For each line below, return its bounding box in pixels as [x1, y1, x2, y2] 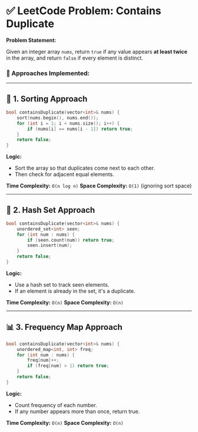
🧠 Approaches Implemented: [6, 69, 90, 77]
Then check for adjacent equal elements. [14, 171, 115, 178]
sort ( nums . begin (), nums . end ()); [16, 115, 99, 121]
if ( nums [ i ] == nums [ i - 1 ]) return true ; [27, 126, 133, 132]
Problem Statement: [6, 37, 57, 44]
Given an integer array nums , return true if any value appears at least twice [6, 48, 187, 55]
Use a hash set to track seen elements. [14, 281, 110, 288]
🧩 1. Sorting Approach [6, 93, 88, 104]
